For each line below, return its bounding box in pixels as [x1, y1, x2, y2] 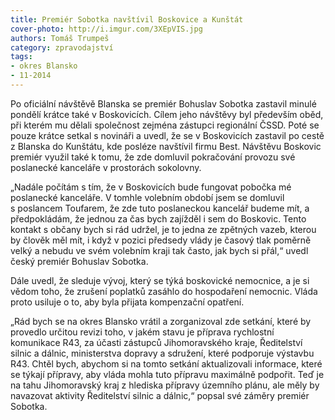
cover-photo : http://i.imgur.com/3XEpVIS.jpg [10, 24, 203, 34]
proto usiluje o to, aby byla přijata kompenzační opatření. [10, 296, 245, 308]
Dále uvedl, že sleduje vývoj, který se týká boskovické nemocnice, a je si [10, 274, 310, 286]
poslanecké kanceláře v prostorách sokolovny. [10, 161, 202, 173]
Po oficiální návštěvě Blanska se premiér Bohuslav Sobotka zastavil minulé [10, 97, 317, 110]
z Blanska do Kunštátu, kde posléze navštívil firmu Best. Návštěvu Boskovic [10, 140, 322, 152]
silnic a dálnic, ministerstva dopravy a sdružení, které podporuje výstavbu [10, 347, 315, 359]
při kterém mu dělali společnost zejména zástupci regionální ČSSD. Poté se [10, 119, 320, 131]
